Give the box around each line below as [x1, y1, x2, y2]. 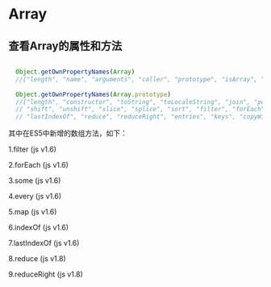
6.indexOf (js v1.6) [8, 223, 69, 232]
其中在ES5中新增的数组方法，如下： [8, 128, 127, 138]
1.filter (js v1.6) [8, 144, 56, 154]
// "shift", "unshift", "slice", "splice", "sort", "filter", [15, 106, 229, 114]
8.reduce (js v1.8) [8, 254, 66, 264]
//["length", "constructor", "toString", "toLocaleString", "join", [15, 98, 251, 106]
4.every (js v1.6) [8, 191, 62, 202]
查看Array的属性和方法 [8, 39, 123, 52]
